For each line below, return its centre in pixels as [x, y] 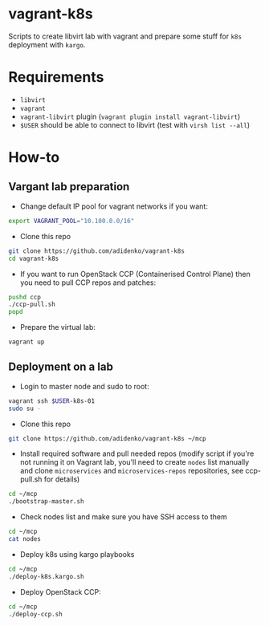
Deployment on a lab [61, 367]
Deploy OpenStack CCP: [61, 591]
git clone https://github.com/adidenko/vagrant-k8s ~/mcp [107, 438]
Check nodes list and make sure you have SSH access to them [123, 517]
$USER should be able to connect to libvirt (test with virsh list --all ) [135, 124]
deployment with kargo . [47, 44]
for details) [62, 479]
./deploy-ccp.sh [35, 614]
